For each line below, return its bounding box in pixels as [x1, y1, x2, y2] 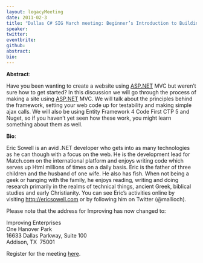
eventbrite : [6, 37, 36, 43]
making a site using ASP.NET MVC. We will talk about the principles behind [6, 95, 193, 102]
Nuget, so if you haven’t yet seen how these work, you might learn [6, 114, 172, 122]
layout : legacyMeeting [6, 8, 63, 15]
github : [6, 43, 26, 49]
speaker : [6, 25, 28, 32]
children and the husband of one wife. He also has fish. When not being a [6, 170, 189, 177]
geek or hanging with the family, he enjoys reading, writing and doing [6, 176, 179, 183]
